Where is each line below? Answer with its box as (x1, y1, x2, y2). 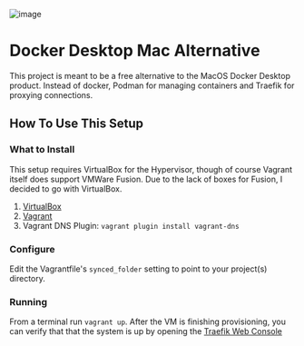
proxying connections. (9, 89, 93, 100)
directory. (9, 272, 45, 283)
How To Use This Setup (9, 116, 143, 132)
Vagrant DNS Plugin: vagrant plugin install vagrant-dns (22, 220, 240, 231)
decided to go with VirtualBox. (9, 183, 123, 194)
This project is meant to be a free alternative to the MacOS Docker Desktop (9, 70, 290, 81)
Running (9, 295, 48, 308)
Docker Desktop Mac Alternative (9, 41, 260, 61)
